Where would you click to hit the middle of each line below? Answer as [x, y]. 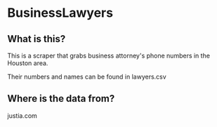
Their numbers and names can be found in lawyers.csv [87, 76]
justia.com [22, 115]
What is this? [37, 39]
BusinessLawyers [60, 13]
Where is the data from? [61, 99]
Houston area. [28, 63]
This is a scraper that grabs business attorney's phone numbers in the [109, 55]
